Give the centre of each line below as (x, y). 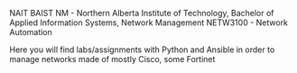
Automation (31, 32)
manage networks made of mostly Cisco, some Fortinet (112, 59)
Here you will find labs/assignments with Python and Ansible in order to (142, 50)
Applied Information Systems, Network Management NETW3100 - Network (149, 23)
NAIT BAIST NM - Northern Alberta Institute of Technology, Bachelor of (142, 13)
